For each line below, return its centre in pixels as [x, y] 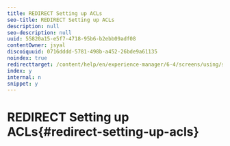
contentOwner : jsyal [37, 45]
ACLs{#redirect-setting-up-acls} [103, 132]
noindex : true [27, 58]
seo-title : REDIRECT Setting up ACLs [61, 20]
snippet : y [23, 84]
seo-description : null [39, 33]
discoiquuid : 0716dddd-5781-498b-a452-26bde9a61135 [82, 52]
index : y [20, 71]
